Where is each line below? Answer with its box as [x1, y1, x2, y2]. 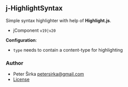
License [13, 76, 30, 82]
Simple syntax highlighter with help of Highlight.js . [6, 17, 111, 23]
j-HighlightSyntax [6, 4, 63, 13]
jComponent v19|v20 [13, 27, 56, 33]
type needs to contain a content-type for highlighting [13, 47, 123, 53]
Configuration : [6, 37, 37, 43]
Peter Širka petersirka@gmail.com [13, 71, 85, 77]
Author [6, 59, 24, 66]
